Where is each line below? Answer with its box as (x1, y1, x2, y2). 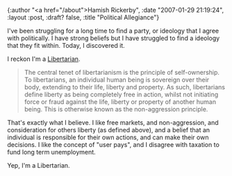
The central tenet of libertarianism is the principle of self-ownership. (24, 69, 220, 76)
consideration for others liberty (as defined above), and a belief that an (7, 126, 210, 134)
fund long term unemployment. (7, 148, 96, 156)
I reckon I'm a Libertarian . (7, 55, 81, 63)
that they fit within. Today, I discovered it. (7, 42, 125, 49)
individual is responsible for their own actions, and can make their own (7, 133, 209, 141)
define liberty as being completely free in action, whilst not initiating (24, 90, 219, 98)
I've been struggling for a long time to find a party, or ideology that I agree (7, 27, 219, 35)
